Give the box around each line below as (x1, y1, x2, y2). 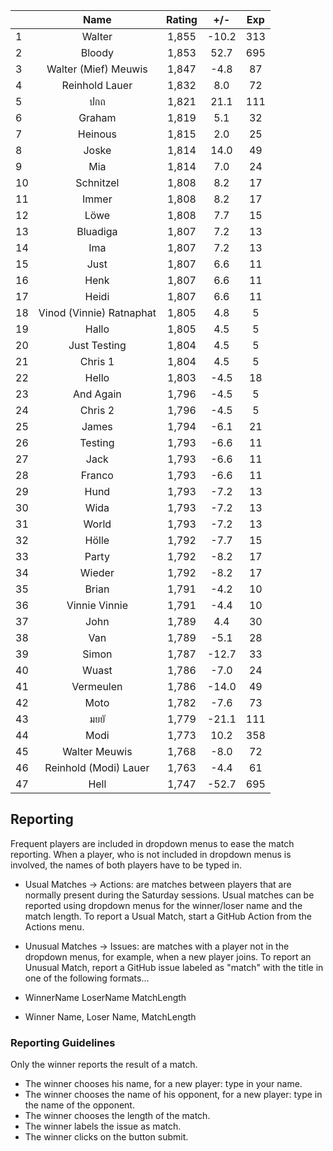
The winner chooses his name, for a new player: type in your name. (24, 1078, 303, 1090)
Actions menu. (24, 920, 85, 933)
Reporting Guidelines (10, 1035, 116, 1049)
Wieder (79, 566, 115, 579)
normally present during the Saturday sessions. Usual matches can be (24, 889, 315, 901)
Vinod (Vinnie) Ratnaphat (38, 306, 157, 319)
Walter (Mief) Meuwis (46, 62, 148, 76)
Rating (165, 13, 198, 26)
